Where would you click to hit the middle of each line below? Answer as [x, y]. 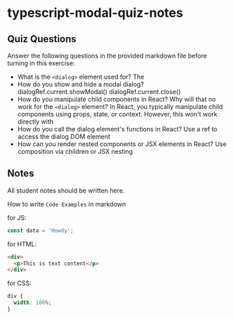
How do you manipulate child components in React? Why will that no [117, 99]
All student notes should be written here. [66, 190]
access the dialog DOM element [64, 136]
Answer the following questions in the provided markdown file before [107, 56]
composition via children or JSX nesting [75, 151]
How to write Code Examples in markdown [67, 204]
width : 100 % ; [33, 303]
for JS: [17, 217]
